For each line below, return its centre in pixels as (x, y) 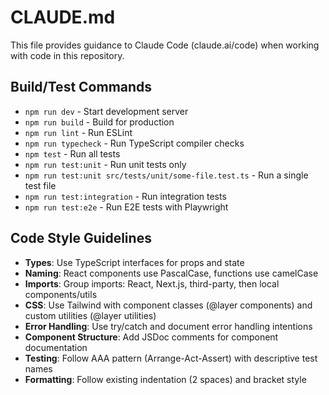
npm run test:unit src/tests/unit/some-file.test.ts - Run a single (166, 175)
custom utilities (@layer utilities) (90, 315)
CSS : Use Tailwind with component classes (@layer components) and (168, 305)
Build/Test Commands (81, 87)
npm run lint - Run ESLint (78, 132)
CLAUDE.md (63, 17)
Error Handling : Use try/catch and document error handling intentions (168, 326)
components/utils (61, 294)
